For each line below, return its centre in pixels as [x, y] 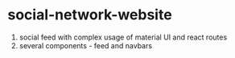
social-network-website [90, 15]
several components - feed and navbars [86, 45]
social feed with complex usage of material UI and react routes [123, 37]
